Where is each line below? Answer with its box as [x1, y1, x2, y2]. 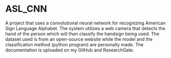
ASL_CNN [5, 3, 47, 15]
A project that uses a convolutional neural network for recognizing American [5, 20, 166, 26]
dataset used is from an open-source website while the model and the [5, 36, 153, 42]
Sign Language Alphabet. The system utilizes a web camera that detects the [5, 25, 166, 31]
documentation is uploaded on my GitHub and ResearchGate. [5, 47, 134, 53]
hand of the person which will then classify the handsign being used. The [5, 31, 160, 37]
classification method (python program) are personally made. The [5, 41, 144, 47]
